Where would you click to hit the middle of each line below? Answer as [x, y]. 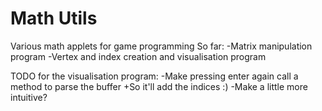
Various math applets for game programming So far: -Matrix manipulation [161, 46]
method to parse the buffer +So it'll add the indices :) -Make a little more [159, 86]
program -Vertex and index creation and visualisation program [138, 56]
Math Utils [54, 18]
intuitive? [29, 97]
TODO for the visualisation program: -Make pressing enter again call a [154, 76]
